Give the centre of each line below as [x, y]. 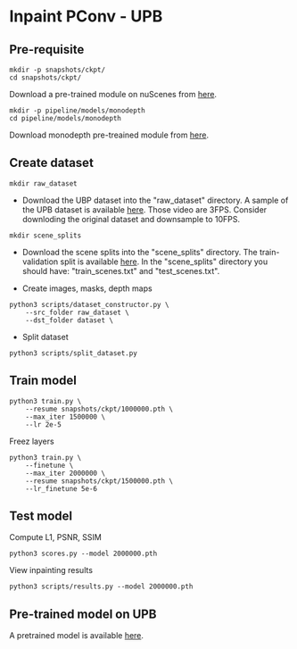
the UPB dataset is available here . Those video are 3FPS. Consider [144, 209]
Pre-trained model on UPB [83, 614]
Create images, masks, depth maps [87, 288]
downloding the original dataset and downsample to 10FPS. [131, 219]
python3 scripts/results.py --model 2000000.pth [101, 587]
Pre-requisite [47, 50]
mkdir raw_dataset [43, 183]
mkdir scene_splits [45, 235]
